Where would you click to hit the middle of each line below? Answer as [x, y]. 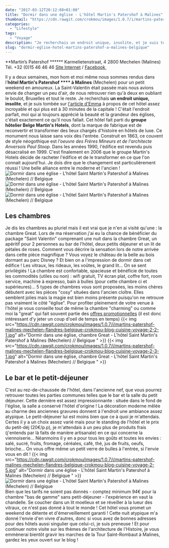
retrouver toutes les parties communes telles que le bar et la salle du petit [81, 395]
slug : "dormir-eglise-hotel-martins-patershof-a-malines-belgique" [77, 47]
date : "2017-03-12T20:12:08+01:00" [43, 10]
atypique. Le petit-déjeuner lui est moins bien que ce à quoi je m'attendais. [83, 417]
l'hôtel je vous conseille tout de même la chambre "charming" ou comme [80, 309]
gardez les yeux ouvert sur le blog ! [42, 540]
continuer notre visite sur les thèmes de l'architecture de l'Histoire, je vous [82, 529]
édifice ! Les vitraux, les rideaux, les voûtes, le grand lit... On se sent [76, 266]
